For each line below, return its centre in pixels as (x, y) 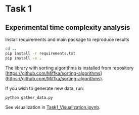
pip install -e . (24, 58)
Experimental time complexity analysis (68, 27)
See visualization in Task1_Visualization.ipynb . (53, 107)
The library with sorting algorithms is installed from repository (69, 68)
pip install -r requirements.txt (40, 53)
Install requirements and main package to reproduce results (67, 39)
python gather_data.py (29, 97)
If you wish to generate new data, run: (45, 88)
